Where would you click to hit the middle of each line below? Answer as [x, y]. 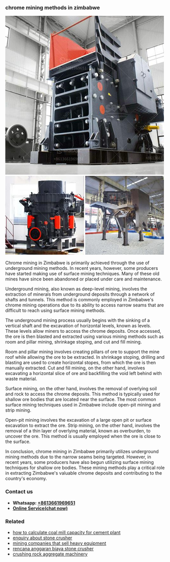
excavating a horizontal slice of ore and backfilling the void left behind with [83, 373]
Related [15, 521]
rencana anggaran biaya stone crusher [53, 548]
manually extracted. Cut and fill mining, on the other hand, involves [75, 368]
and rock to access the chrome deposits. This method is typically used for [83, 394]
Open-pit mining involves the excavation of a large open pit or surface [78, 420]
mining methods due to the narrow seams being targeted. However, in [78, 457]
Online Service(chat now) [40, 508]
